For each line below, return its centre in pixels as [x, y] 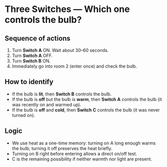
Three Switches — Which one [67, 9]
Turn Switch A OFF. [32, 55]
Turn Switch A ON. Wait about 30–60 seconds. [60, 50]
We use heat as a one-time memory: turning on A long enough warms [84, 143]
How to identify [29, 82]
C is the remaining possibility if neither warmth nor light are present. [82, 159]
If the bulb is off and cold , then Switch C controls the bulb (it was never [86, 110]
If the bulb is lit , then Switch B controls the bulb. [62, 94]
